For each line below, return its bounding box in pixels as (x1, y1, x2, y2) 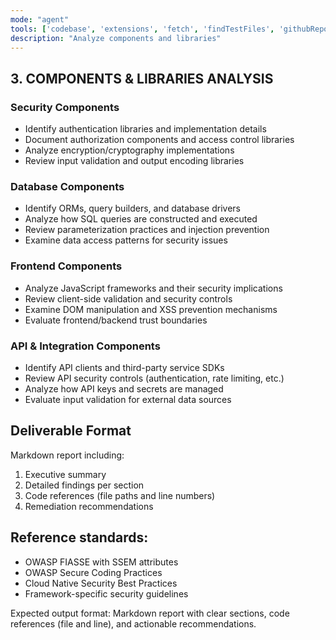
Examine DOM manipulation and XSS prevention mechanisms (24, 303, 278, 315)
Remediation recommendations (24, 500, 154, 512)
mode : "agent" (10, 14, 70, 25)
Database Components (10, 179, 125, 193)
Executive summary (24, 468, 107, 480)
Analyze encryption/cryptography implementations (24, 144, 235, 156)
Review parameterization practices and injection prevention (24, 224, 270, 236)
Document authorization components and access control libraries (24, 134, 295, 146)
